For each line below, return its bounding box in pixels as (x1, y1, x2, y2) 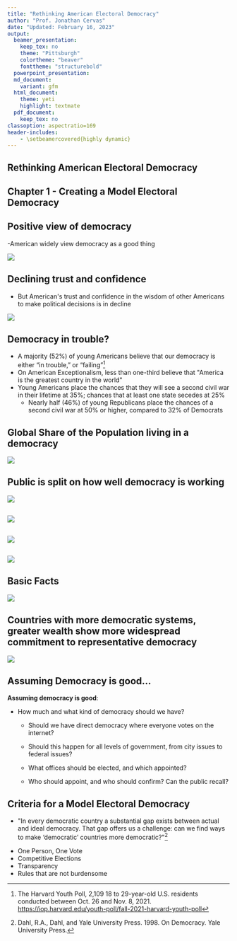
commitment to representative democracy (7, 636, 197, 648)
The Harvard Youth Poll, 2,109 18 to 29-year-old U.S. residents (17, 889, 199, 898)
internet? (28, 729, 54, 737)
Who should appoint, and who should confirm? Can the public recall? (28, 778, 229, 786)
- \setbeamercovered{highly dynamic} (20, 135, 131, 142)
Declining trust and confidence (7, 273, 147, 285)
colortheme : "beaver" (20, 57, 83, 64)
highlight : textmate (20, 103, 80, 110)
